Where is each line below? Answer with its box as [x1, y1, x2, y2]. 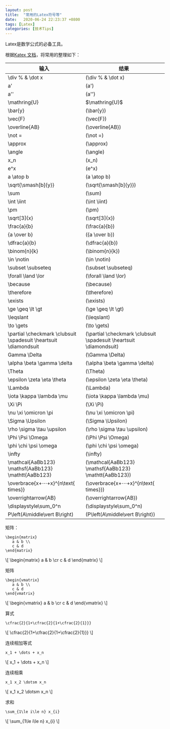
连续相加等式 [5, 640, 32, 646]
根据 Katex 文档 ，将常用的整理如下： [5, 52, 81, 58]
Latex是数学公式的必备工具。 [5, 41, 66, 47]
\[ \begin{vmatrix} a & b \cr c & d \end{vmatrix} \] [5, 600, 108, 606]
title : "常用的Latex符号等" [5, 12, 62, 17]
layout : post [5, 7, 33, 13]
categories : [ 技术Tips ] [5, 26, 54, 32]
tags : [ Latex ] [5, 21, 35, 27]
